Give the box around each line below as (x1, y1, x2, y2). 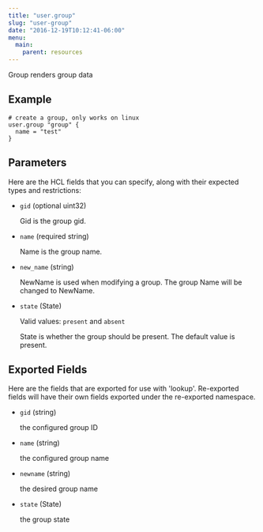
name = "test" (15, 127, 62, 135)
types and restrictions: (8, 185, 81, 194)
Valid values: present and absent (19, 316, 126, 326)
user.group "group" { (8, 120, 80, 129)
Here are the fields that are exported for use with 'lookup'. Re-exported (8, 384, 239, 394)
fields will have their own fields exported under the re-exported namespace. (8, 392, 256, 402)
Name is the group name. (19, 247, 103, 256)
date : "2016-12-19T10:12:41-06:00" (8, 26, 126, 34)
